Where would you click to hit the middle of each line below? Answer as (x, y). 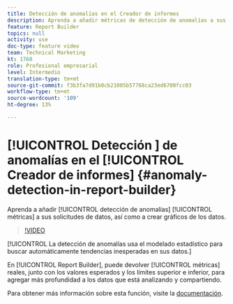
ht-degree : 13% (29, 105)
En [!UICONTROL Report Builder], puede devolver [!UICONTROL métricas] (114, 265)
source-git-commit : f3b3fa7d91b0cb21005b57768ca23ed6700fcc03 (99, 85)
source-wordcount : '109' (43, 99)
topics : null (26, 33)
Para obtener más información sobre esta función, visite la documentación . (115, 293)
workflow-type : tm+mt (39, 92)
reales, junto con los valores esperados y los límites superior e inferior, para (116, 272)
